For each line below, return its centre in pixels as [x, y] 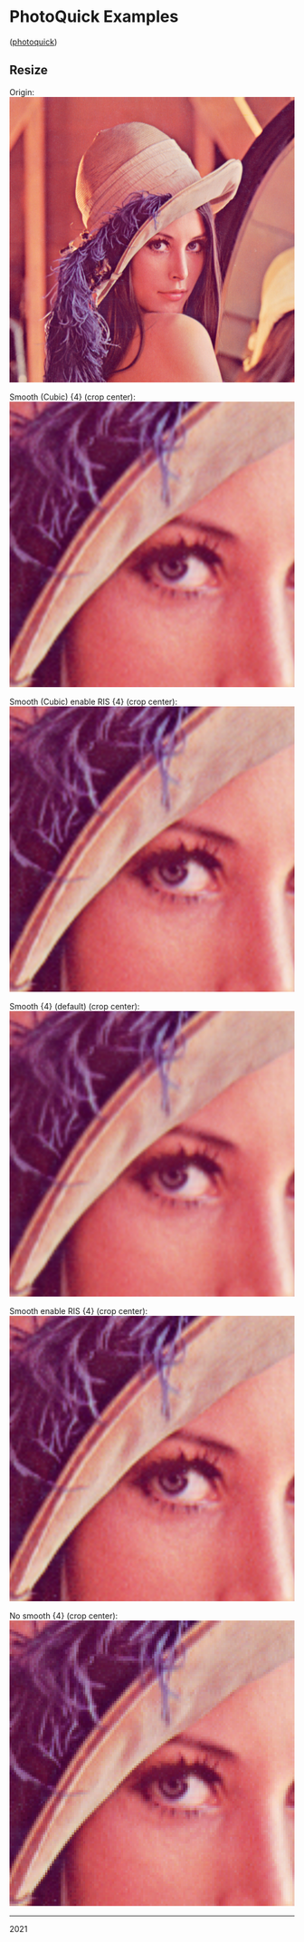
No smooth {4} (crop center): [64, 1616]
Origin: [22, 92]
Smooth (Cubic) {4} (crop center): [72, 397]
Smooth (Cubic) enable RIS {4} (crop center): [94, 701]
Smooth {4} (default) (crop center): [75, 1006]
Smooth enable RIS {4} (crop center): [79, 1310]
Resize [28, 70]
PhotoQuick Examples [94, 17]
